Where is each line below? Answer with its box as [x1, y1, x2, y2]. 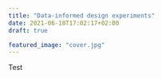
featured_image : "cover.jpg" [8, 41, 105, 49]
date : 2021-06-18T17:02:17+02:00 [8, 19, 120, 27]
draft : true [8, 26, 48, 34]
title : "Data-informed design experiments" [8, 11, 156, 20]
